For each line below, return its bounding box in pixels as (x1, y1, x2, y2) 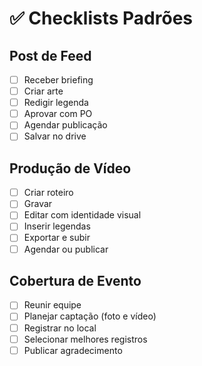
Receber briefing (23, 74, 94, 86)
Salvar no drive (23, 130, 87, 142)
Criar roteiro (23, 187, 74, 199)
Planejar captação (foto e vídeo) (23, 310, 157, 322)
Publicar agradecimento (23, 344, 123, 356)
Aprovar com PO (23, 108, 93, 120)
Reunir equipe (23, 299, 82, 311)
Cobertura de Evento (9, 272, 142, 289)
